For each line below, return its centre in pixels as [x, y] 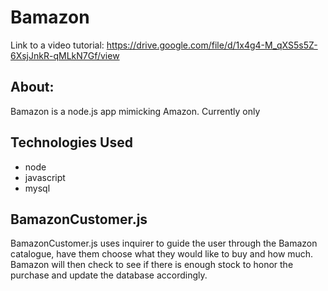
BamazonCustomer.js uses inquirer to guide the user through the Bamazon [164, 243]
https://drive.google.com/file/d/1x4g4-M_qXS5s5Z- [212, 45]
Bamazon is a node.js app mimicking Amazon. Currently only [135, 111]
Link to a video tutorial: [57, 45]
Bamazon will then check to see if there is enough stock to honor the [152, 265]
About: [32, 87]
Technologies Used [71, 142]
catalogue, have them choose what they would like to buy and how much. [162, 254]
